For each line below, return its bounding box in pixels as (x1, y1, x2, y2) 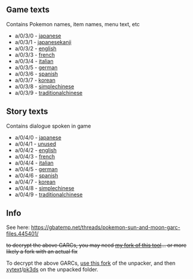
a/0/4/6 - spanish (14, 172, 58, 179)
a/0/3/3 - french (14, 51, 55, 58)
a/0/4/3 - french (14, 153, 55, 160)
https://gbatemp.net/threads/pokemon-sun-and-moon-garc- (30, 224, 180, 231)
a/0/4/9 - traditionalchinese (14, 191, 83, 198)
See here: (6, 224, 30, 231)
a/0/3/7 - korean (14, 76, 55, 83)
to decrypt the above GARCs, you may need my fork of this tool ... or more (6, 241, 186, 249)
